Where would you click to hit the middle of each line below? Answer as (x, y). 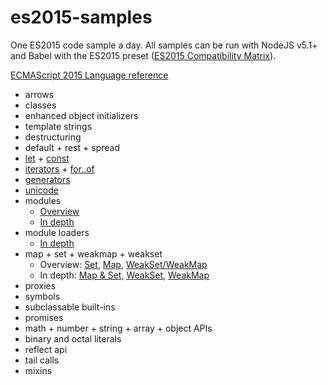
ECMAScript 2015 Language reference (89, 75)
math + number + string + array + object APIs (118, 328)
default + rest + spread (72, 147)
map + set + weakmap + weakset (93, 253)
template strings (58, 126)
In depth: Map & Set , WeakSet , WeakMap (124, 275)
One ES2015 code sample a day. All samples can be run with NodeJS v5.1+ (164, 45)
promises (44, 317)
